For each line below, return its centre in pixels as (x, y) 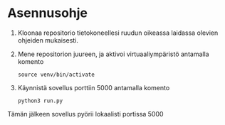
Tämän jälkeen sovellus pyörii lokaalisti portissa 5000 (85, 114)
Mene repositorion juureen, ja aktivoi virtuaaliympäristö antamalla (113, 54)
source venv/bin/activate (56, 75)
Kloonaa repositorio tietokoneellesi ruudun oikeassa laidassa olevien (118, 33)
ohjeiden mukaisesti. (48, 40)
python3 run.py (40, 101)
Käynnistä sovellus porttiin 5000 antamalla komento (94, 87)
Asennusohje (47, 13)
